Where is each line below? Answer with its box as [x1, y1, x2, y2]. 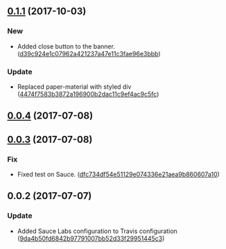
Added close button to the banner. [17, 42, 116, 51]
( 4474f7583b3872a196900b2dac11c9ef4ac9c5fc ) [17, 89, 159, 98]
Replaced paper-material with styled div [17, 83, 132, 91]
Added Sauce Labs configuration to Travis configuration [17, 227, 178, 235]
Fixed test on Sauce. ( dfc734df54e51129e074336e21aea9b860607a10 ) [17, 170, 220, 179]
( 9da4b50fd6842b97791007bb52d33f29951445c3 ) [17, 234, 165, 242]
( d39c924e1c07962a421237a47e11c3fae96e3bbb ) [17, 49, 161, 58]
